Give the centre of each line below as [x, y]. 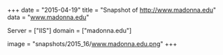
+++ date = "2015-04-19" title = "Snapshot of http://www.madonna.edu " [112, 10]
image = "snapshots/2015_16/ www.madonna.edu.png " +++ [92, 44]
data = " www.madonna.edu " [48, 17]
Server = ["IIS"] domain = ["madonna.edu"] [70, 31]
